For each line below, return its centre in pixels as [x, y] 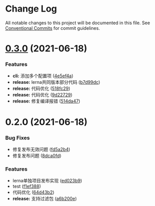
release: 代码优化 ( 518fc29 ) [41, 88]
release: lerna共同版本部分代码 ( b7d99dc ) [56, 82]
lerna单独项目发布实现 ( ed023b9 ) [47, 181]
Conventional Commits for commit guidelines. [53, 28]
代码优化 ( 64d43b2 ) [33, 192]
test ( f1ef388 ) [27, 186]
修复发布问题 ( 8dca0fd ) [37, 156]
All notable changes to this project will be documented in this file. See [78, 23]
